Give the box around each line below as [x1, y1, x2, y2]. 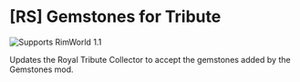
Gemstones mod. [9, 64, 75, 75]
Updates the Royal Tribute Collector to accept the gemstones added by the [9, 54, 291, 65]
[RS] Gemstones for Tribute [9, 6, 222, 27]
